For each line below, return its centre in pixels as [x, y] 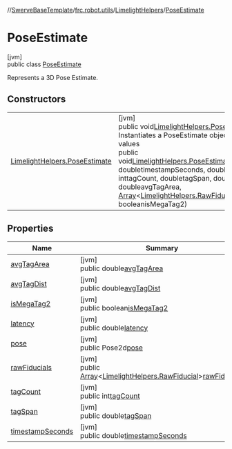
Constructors [37, 99]
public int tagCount [110, 396]
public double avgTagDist [120, 288]
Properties [30, 229]
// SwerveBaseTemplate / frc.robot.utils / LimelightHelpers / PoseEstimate [106, 10]
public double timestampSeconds [134, 435]
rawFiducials [31, 367]
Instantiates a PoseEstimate [163, 135]
